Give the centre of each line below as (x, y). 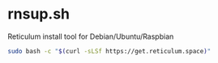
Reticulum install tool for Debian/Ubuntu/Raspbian (91, 36)
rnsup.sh (39, 14)
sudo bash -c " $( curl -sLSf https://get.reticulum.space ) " (109, 51)
